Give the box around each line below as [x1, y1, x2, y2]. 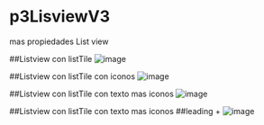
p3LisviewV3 [9, 6, 111, 27]
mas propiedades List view [9, 36, 109, 47]
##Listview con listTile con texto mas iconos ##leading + [9, 105, 221, 116]
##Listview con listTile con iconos [9, 70, 136, 82]
